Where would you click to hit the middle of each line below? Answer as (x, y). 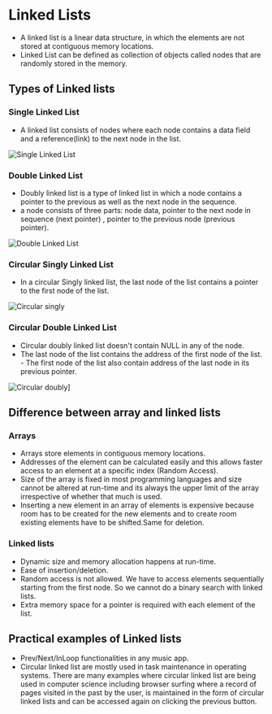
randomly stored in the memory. (74, 63)
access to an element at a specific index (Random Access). (119, 471)
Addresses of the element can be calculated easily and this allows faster (141, 462)
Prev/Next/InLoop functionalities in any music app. (104, 658)
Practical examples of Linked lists (95, 639)
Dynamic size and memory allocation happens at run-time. (118, 561)
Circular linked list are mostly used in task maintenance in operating (133, 667)
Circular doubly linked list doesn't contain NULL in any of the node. (132, 345)
